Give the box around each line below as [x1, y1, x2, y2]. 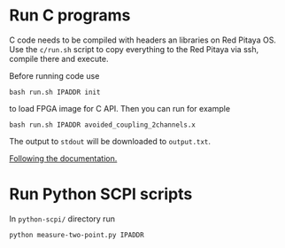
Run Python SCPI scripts [9, 184, 193, 205]
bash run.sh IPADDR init [9, 88, 101, 97]
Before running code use [9, 70, 100, 81]
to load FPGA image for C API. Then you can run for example [9, 103, 231, 113]
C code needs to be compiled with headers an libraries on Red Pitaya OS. [9, 35, 277, 45]
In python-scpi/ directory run [9, 213, 115, 224]
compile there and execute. [9, 53, 109, 64]
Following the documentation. [9, 152, 118, 164]
